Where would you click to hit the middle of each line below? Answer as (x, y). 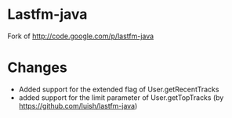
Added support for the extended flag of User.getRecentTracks (119, 89)
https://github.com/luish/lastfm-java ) (78, 105)
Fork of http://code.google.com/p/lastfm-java (81, 36)
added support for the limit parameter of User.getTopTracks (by (121, 97)
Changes (37, 68)
